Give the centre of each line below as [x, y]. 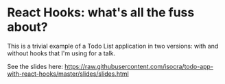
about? [27, 27]
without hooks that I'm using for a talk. [61, 53]
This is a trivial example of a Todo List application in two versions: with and [113, 46]
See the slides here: [35, 66]
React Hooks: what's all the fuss [101, 13]
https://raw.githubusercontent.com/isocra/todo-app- [139, 66]
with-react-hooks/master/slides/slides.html [68, 74]
